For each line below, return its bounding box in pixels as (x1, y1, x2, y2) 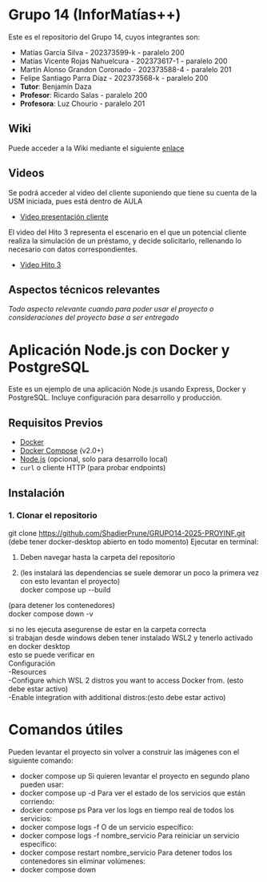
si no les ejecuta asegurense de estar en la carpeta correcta (8, 624, 206, 634)
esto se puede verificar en (8, 650, 95, 659)
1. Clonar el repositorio (8, 510, 98, 522)
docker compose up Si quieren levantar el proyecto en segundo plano (19, 771, 250, 780)
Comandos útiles (8, 721, 124, 739)
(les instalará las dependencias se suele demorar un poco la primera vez (19, 567, 260, 578)
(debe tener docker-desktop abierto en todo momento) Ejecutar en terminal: (8, 537, 259, 546)
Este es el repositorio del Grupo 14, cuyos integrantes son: (8, 32, 201, 42)
